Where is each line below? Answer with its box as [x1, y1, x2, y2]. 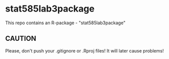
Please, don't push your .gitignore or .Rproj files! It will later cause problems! [5, 47, 164, 53]
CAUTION [5, 34, 36, 43]
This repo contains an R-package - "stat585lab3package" [5, 20, 126, 26]
